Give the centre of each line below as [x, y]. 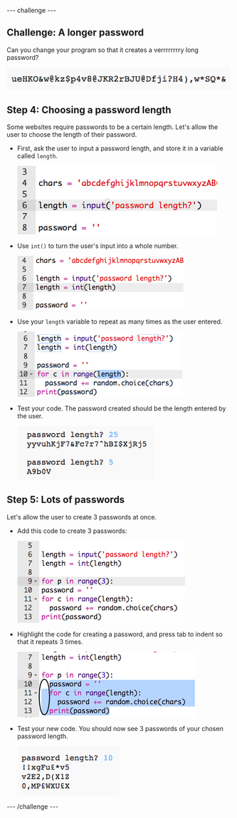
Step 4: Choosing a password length [89, 110]
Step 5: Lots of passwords [66, 500]
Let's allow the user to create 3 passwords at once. [82, 517]
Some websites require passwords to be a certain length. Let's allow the [112, 127]
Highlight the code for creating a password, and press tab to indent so [120, 634]
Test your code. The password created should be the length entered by [121, 408]
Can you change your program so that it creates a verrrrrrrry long [102, 50]
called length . [37, 155]
